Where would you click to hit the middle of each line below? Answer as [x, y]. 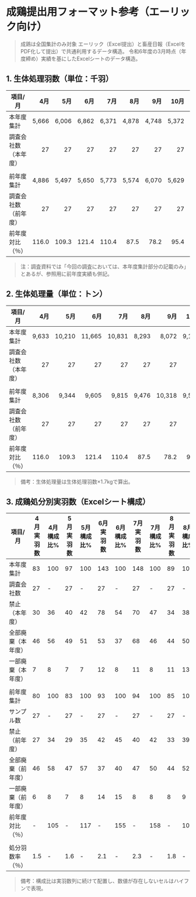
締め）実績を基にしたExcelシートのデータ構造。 [83, 59]
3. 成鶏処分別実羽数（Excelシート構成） [78, 501]
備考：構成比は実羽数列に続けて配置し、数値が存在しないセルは [97, 881]
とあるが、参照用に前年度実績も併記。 [66, 273]
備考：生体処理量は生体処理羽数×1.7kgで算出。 [77, 481]
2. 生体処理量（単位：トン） [57, 294]
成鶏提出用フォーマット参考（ [78, 12]
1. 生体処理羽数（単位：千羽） [60, 79]
